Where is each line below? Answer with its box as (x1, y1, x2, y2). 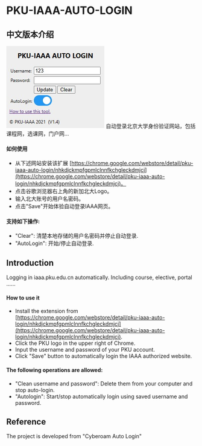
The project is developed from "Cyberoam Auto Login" (6, 433, 142, 440)
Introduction (6, 258, 54, 268)
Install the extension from (14, 307, 78, 315)
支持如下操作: (6, 217, 40, 225)
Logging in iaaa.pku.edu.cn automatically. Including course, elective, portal (6, 274, 192, 281)
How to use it (6, 294, 40, 301)
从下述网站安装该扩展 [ (14, 160, 72, 167)
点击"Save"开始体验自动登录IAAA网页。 (14, 203, 114, 210)
